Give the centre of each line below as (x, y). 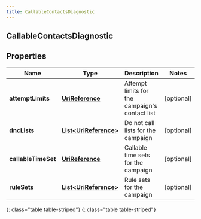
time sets (138, 155)
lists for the (140, 130)
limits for (137, 90)
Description (141, 73)
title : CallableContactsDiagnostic (51, 12)
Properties (26, 57)
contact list (140, 113)
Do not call (140, 123)
